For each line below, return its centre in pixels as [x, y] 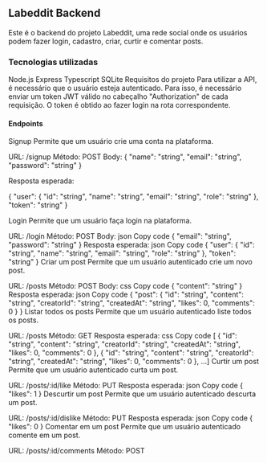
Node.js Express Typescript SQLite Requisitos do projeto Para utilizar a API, [133, 80]
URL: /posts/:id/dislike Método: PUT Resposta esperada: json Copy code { [131, 418]
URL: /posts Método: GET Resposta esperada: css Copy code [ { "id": [123, 336]
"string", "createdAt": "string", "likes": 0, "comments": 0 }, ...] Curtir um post [133, 362]
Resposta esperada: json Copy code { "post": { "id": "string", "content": [126, 295]
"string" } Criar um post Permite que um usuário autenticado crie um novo [130, 262]
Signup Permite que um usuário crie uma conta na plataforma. [111, 141]
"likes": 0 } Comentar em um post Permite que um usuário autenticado [125, 427]
